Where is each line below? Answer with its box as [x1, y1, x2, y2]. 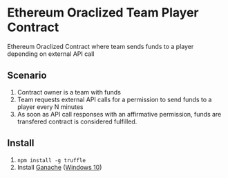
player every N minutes [17, 102, 84, 111]
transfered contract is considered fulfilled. [17, 117, 137, 126]
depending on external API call [7, 50, 95, 58]
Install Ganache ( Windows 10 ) [17, 163, 102, 171]
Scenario [7, 70, 47, 81]
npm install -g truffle [17, 157, 86, 164]
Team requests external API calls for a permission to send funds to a [17, 95, 212, 103]
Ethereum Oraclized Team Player [7, 5, 199, 21]
